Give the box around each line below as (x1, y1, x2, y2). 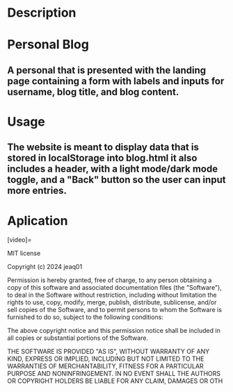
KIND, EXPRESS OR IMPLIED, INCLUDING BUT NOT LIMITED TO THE (7, 354, 204, 363)
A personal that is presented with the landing (7, 64, 207, 76)
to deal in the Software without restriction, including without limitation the (7, 291, 217, 300)
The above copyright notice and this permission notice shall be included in (7, 327, 220, 335)
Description (7, 5, 77, 21)
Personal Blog (7, 37, 89, 53)
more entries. (7, 185, 67, 197)
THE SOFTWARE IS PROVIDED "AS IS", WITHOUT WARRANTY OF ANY (7, 348, 210, 356)
